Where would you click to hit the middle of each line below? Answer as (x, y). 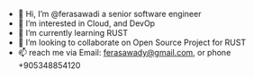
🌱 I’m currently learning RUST (73, 33)
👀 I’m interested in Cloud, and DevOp (86, 23)
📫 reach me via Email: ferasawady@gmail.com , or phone (124, 52)
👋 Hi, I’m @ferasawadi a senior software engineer (109, 14)
